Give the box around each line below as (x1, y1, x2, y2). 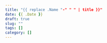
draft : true (5, 16, 30, 21)
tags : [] (5, 26, 23, 31)
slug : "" (5, 21, 23, 26)
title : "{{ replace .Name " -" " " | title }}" (5, 7, 103, 12)
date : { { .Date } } (5, 12, 43, 17)
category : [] (5, 30, 32, 35)
